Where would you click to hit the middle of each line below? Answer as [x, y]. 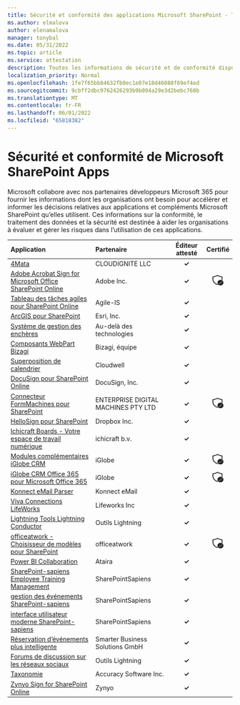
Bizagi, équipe [116, 347]
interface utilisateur [39, 614]
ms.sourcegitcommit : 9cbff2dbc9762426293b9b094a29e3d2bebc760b [104, 90]
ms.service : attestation [44, 61]
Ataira [104, 561]
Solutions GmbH [119, 646]
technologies [114, 334]
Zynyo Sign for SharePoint [49, 684]
